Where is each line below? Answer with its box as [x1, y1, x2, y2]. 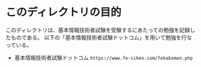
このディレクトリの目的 [5, 5, 122, 19]
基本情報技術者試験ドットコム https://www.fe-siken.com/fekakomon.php [14, 54, 193, 61]
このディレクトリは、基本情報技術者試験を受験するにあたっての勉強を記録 [5, 26, 191, 33]
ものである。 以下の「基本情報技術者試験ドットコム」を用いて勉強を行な [10, 33, 193, 41]
